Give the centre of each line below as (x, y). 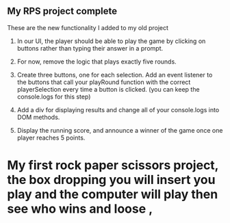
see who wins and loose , (80, 209)
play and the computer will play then (113, 194)
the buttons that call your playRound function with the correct (104, 82)
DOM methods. (38, 117)
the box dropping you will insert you (111, 180)
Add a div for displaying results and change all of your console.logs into (118, 109)
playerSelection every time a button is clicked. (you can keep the (108, 89)
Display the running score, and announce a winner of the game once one (120, 130)
